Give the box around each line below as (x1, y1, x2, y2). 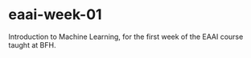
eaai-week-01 (8, 6, 102, 24)
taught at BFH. (8, 40, 56, 49)
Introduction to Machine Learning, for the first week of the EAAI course (8, 32, 244, 41)
